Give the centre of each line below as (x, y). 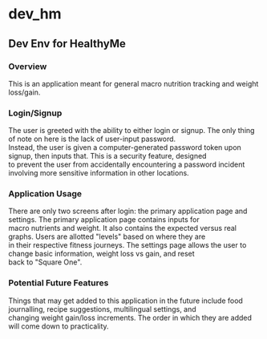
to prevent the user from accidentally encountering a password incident (127, 164)
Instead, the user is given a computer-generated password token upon (125, 147)
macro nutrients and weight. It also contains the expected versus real (122, 228)
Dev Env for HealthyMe (67, 44)
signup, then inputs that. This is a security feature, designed (107, 156)
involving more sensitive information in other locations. (99, 173)
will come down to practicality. (59, 326)
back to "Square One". (45, 262)
